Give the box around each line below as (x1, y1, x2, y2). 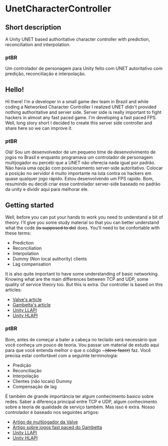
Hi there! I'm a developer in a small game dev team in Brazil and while (5, 99, 149, 105)
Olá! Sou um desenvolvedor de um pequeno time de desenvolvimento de (5, 149, 156, 155)
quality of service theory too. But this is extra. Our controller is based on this (5, 282, 163, 288)
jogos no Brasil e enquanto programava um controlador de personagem (5, 154, 153, 160)
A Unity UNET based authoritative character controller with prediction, (5, 36, 150, 42)
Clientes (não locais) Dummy (12, 378, 72, 384)
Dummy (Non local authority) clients (12, 256, 87, 262)
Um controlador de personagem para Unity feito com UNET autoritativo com (5, 66, 163, 72)
